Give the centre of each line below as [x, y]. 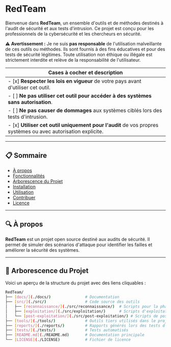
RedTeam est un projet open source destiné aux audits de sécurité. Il [78, 239]
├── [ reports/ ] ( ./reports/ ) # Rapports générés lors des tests [83, 326]
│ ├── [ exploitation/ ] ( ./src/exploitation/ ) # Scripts [73, 311]
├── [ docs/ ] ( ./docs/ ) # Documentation [62, 297]
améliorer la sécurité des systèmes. [42, 250]
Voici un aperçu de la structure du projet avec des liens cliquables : [76, 283]
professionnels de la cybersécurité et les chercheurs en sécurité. [73, 34]
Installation [24, 186]
